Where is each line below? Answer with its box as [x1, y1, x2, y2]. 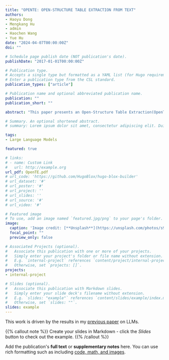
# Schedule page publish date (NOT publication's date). [5, 54, 127, 59]
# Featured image [5, 212, 42, 217]
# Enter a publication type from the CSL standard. [5, 77, 116, 82]
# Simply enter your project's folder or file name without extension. [5, 253, 163, 259]
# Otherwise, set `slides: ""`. [5, 300, 78, 305]
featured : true [5, 146, 37, 151]
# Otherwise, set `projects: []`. [5, 263, 82, 268]
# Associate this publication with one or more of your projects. [5, 248, 152, 254]
